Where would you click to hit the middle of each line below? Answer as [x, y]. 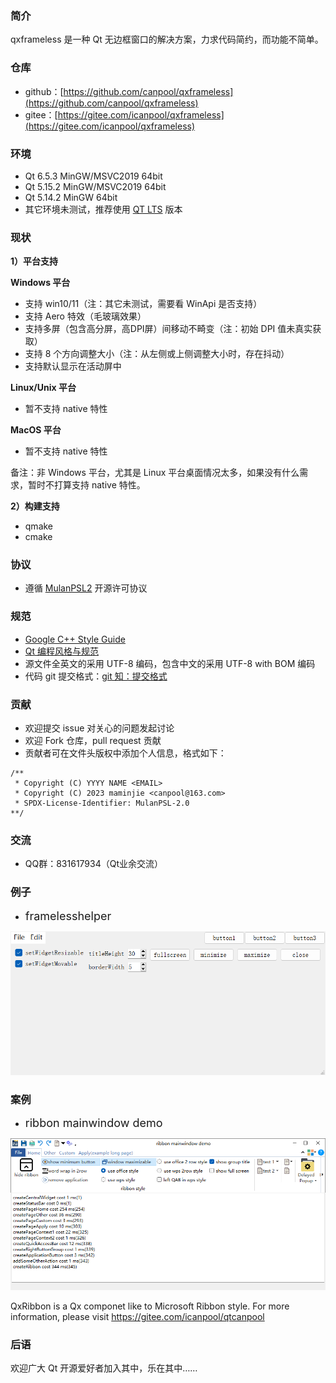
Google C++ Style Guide [75, 639]
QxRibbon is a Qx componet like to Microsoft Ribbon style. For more [150, 1306]
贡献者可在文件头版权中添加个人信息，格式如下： [125, 753]
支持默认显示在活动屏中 [73, 366]
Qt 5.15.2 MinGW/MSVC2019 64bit [95, 186]
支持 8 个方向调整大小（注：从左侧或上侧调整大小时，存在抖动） [157, 354]
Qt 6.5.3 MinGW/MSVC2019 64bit [93, 176]
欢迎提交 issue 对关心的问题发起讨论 [99, 728]
